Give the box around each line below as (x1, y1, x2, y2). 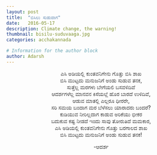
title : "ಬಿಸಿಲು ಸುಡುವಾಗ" (6, 14, 61, 21)
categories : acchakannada (6, 37, 71, 43)
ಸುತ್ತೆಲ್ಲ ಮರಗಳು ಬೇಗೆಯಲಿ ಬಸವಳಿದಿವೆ (67, 83, 135, 90)
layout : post (6, 8, 39, 15)
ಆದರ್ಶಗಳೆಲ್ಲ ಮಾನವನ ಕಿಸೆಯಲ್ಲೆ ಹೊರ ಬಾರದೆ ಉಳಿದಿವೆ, (51, 90, 151, 97)
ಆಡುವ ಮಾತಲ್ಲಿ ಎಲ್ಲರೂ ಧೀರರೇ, (72, 97, 131, 104)
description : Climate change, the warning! (6, 25, 117, 32)
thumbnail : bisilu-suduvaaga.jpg (6, 31, 90, 37)
